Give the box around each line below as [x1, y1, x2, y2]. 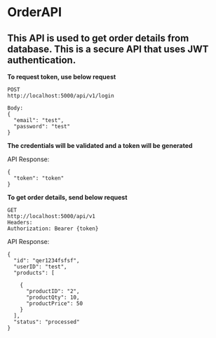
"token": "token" [13, 175, 65, 182]
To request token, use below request [7, 73, 116, 81]
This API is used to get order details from [7, 32, 189, 44]
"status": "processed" [13, 318, 80, 325]
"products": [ [13, 269, 55, 276]
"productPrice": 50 [25, 300, 83, 307]
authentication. [7, 54, 76, 66]
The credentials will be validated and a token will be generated [7, 142, 193, 149]
